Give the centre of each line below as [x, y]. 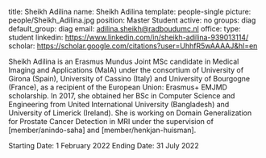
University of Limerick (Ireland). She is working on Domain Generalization [130, 113]
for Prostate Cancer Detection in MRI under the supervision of [111, 121]
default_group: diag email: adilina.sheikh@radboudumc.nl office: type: [125, 29]
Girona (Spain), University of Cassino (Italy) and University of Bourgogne [129, 79]
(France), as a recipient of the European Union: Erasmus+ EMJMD [118, 87]
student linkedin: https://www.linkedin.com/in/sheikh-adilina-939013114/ [129, 37]
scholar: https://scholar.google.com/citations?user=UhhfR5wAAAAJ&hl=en [133, 46]
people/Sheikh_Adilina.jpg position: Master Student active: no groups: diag [132, 20]
